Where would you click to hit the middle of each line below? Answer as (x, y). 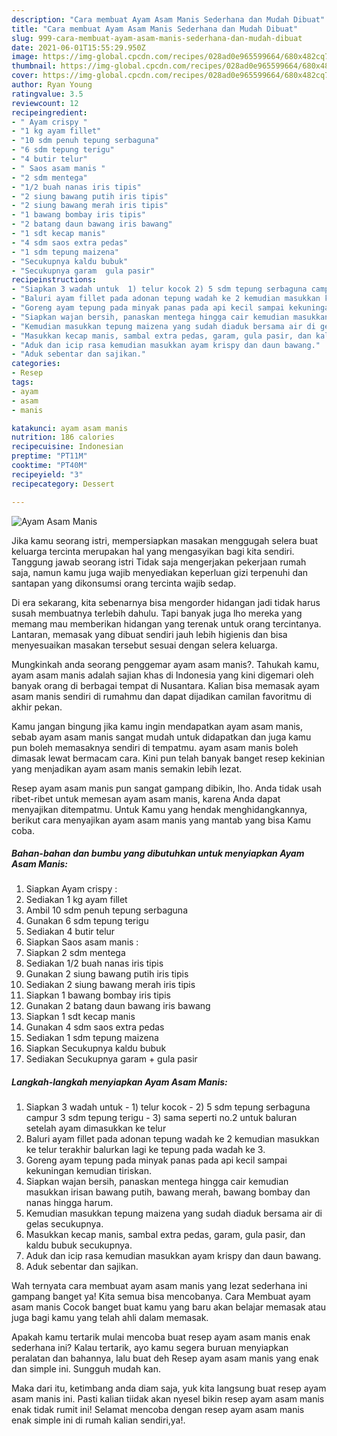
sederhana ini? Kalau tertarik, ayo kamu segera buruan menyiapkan (150, 1348)
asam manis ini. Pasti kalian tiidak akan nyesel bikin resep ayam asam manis (168, 1399)
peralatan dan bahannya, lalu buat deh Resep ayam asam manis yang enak (165, 1358)
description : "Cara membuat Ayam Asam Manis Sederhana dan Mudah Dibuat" (168, 19)
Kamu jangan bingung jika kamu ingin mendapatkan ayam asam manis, (157, 726)
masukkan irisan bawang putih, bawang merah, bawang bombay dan (168, 1192)
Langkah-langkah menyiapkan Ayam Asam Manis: (119, 1082)
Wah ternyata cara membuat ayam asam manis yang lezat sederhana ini (159, 1286)
